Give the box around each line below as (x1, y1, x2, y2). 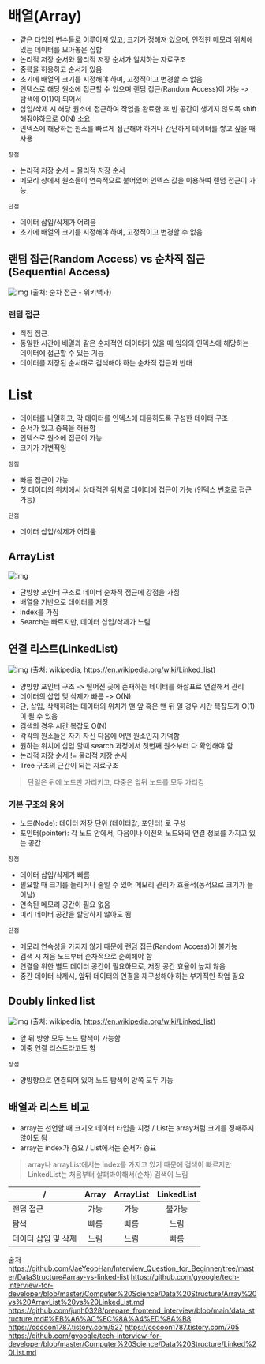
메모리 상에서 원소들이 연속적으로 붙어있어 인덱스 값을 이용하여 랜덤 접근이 (19, 175, 248, 185)
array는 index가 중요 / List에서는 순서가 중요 (19, 1142, 157, 1152)
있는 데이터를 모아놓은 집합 (19, 44, 103, 54)
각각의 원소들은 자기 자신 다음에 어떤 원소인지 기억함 (19, 731, 180, 740)
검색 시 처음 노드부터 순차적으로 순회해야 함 (19, 951, 153, 961)
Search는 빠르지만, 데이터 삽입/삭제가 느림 (19, 616, 151, 626)
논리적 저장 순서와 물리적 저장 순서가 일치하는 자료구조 (19, 54, 187, 64)
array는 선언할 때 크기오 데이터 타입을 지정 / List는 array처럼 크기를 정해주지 (19, 1122, 255, 1133)
